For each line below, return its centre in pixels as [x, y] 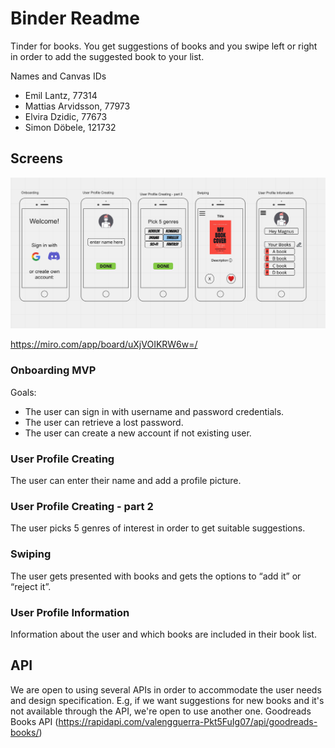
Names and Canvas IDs [58, 76]
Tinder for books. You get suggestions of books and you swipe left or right [164, 46]
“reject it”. [31, 586]
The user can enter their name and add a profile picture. [126, 480]
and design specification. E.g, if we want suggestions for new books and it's [167, 700]
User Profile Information [70, 612]
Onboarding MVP [53, 370]
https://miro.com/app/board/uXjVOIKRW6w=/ [104, 344]
